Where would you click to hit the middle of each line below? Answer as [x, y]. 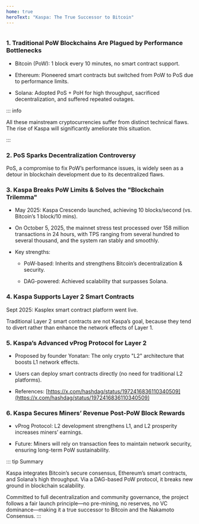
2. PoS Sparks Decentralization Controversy [71, 155]
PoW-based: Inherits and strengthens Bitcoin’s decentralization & [103, 263]
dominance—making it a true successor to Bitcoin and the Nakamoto [90, 510]
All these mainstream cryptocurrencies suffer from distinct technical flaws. [97, 122]
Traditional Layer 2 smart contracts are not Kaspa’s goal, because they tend [99, 321]
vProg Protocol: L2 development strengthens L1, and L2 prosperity [96, 426]
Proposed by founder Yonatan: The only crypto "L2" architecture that [99, 355]
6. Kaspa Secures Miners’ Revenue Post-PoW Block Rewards [96, 413]
